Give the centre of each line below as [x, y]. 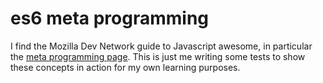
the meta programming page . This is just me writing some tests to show [158, 56]
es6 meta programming [110, 18]
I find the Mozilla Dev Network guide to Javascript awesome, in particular [161, 46]
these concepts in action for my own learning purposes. [125, 67]
